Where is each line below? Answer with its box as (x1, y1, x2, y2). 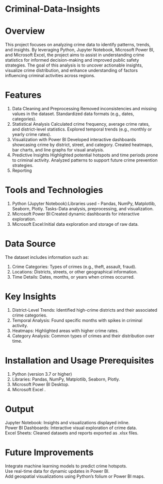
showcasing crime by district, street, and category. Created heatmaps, (12, 142, 153, 148)
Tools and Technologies (5, 184, 103, 196)
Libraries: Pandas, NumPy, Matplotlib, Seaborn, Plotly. (12, 376, 120, 382)
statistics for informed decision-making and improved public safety (5, 57, 139, 63)
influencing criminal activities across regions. (5, 73, 96, 79)
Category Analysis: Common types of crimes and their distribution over (12, 333, 155, 338)
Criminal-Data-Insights (5, 3, 100, 15)
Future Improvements (5, 447, 94, 458)
